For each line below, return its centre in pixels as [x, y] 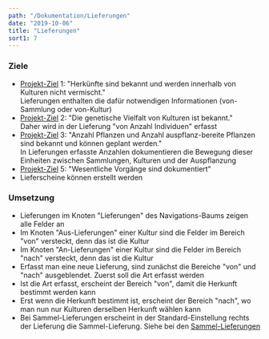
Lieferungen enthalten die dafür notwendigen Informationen [118, 100]
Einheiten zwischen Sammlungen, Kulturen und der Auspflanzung [128, 160]
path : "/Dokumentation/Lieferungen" [69, 16]
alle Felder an [42, 224]
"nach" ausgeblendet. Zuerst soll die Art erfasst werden [112, 275]
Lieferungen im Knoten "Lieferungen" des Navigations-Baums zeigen [134, 215]
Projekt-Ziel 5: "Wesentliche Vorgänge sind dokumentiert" [116, 168]
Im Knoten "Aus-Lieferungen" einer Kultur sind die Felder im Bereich [132, 232]
